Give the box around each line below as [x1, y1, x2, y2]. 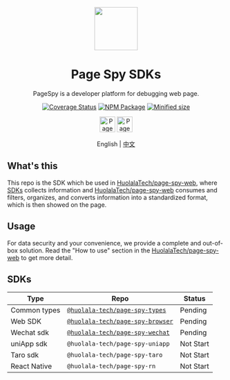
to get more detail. [20, 253, 73, 261]
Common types [10, 306, 61, 315]
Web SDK [10, 317, 41, 326]
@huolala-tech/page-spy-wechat [66, 329, 171, 337]
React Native [10, 361, 52, 371]
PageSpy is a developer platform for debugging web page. [32, 89, 200, 97]
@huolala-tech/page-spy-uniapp [66, 340, 171, 348]
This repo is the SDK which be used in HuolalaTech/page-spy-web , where [7, 179, 218, 187]
